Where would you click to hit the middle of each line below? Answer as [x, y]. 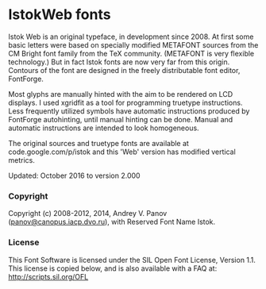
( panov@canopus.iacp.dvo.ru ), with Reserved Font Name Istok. [112, 222]
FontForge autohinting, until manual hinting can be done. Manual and [121, 119]
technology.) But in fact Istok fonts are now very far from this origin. [119, 62]
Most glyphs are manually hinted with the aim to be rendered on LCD [121, 94]
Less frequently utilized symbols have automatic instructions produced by [129, 111]
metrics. [22, 160]
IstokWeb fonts [60, 15]
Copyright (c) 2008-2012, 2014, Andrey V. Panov [88, 214]
